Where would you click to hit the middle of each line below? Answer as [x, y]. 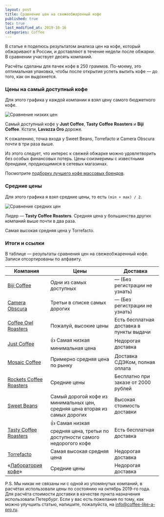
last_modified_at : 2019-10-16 [36, 28]
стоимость [127, 405]
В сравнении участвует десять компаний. [49, 57]
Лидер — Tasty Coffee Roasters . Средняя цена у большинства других [78, 215]
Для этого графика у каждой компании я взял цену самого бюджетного [80, 100]
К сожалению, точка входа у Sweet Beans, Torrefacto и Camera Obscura [80, 139]
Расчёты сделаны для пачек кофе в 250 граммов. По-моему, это [73, 66]
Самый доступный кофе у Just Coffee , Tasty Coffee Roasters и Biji [74, 124]
